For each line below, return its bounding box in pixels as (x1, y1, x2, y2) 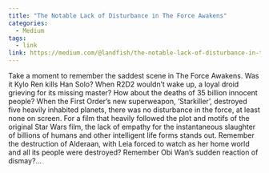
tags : (8, 34, 26, 42)
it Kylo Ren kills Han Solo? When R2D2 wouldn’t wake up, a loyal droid (8, 79, 239, 89)
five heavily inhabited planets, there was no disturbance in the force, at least (8, 105, 260, 115)
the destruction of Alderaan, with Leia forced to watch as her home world (8, 139, 250, 148)
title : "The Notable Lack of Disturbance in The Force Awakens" (8, 11, 227, 20)
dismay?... (8, 156, 42, 165)
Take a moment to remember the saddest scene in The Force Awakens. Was (8, 71, 259, 80)
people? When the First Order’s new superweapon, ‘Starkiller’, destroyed (8, 97, 247, 106)
